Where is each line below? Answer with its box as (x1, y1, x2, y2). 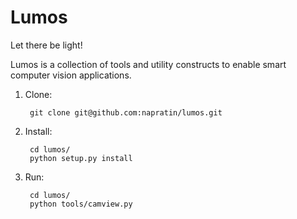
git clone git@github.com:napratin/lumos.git (29, 107, 223, 118)
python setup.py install (29, 153, 133, 163)
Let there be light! (10, 39, 83, 51)
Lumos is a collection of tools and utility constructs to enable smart (10, 58, 287, 70)
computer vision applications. (10, 69, 132, 81)
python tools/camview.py (29, 199, 133, 209)
